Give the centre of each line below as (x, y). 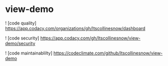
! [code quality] (21, 23)
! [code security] (22, 38)
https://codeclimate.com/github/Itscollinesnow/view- (108, 53)
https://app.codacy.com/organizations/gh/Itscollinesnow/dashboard (75, 28)
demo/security (20, 43)
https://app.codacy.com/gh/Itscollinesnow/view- (90, 38)
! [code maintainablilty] (29, 53)
